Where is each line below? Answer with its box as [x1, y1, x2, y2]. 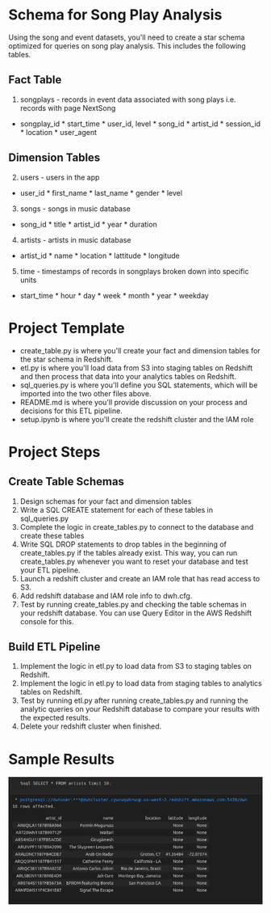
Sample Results [8, 750, 115, 768]
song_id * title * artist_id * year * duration [19, 219, 157, 229]
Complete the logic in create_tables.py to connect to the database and [19, 522, 254, 531]
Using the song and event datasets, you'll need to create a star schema [8, 32, 245, 42]
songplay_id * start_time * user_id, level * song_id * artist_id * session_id [19, 119, 261, 129]
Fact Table [8, 73, 62, 87]
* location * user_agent [19, 127, 98, 137]
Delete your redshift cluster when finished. [19, 721, 162, 731]
